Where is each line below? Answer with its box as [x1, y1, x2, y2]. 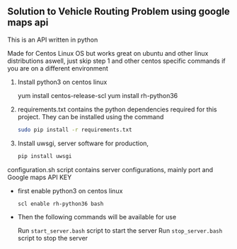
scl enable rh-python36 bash [17, 200, 104, 207]
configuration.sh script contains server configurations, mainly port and [7, 165, 214, 174]
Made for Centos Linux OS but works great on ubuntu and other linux [7, 49, 209, 57]
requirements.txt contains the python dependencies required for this [17, 105, 217, 114]
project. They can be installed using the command [17, 112, 164, 121]
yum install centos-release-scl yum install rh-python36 [17, 91, 178, 99]
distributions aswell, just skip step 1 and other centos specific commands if [7, 56, 226, 65]
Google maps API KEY [7, 173, 72, 181]
